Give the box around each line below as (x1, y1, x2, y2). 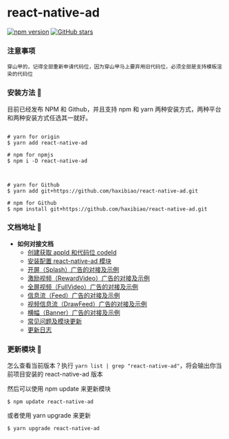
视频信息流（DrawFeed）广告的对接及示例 (27, 299, 147, 308)
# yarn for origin (7, 133, 60, 140)
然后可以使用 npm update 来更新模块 (7, 385, 111, 393)
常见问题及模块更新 (27, 317, 83, 325)
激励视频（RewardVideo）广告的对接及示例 (27, 274, 150, 282)
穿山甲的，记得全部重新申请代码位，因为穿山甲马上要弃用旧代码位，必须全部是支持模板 (7, 63, 217, 70)
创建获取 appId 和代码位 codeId (27, 248, 117, 256)
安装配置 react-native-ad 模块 (27, 257, 112, 265)
